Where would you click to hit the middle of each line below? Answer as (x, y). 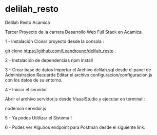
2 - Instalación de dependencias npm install (49, 60)
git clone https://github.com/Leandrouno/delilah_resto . (60, 51)
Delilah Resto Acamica (28, 22)
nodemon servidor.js (26, 108)
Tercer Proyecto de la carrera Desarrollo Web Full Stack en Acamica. (74, 32)
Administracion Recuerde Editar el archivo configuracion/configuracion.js (79, 75)
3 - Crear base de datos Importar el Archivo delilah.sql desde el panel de (78, 70)
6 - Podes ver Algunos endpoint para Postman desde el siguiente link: (75, 127)
